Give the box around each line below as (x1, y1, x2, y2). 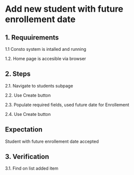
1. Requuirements (5, 33, 59, 42)
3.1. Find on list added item (5, 165, 58, 172)
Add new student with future (5, 3, 123, 15)
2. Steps (5, 70, 31, 78)
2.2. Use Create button (5, 92, 51, 98)
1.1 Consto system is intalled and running (5, 46, 86, 52)
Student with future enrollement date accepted (5, 138, 99, 144)
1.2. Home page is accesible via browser (5, 56, 86, 62)
